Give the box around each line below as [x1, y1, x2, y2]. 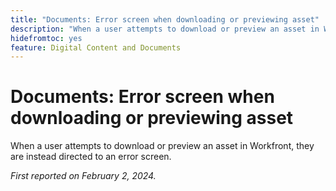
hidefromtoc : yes [10, 33, 83, 43]
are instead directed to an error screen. [10, 151, 172, 163]
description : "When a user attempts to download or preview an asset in [10, 24, 320, 34]
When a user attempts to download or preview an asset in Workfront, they [10, 140, 315, 152]
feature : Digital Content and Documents [10, 42, 182, 53]
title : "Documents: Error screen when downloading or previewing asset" [10, 14, 320, 25]
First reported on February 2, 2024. [10, 170, 157, 182]
